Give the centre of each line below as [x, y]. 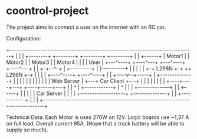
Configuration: [24, 38]
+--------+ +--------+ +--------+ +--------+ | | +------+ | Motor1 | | [107, 56]
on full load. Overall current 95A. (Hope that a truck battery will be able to [95, 123]
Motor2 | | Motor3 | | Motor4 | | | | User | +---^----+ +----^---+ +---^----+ [96, 62]
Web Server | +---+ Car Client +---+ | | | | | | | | [108, 81]
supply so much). [27, 130]
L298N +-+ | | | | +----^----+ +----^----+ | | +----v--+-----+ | [81, 74]
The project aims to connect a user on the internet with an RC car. [86, 27]
